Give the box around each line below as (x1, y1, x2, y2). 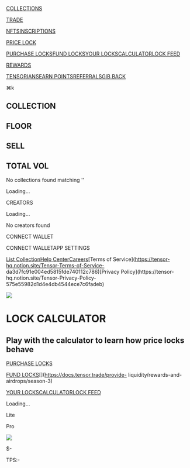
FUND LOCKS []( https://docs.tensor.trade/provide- (6, 371, 127, 378)
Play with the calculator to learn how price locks (6, 335, 185, 345)
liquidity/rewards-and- (127, 371, 182, 378)
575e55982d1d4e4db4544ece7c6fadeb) (6, 280, 105, 287)
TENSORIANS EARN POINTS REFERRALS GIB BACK (6, 73, 126, 80)
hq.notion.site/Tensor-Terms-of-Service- (6, 261, 105, 269)
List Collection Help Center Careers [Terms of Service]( (6, 256, 136, 263)
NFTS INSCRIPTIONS (6, 27, 56, 35)
